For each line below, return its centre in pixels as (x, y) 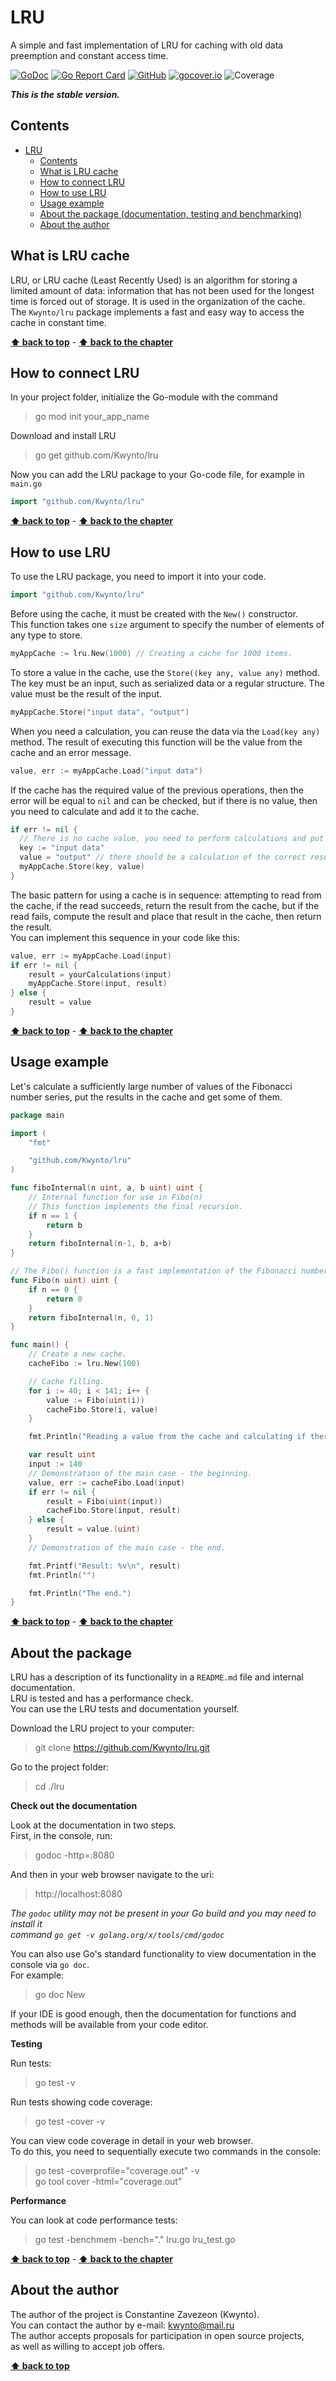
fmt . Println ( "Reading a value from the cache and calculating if (167, 1437)
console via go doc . (50, 1965)
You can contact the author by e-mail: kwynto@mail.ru (122, 2325)
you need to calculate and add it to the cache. (105, 811)
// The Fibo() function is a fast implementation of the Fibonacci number (169, 1271)
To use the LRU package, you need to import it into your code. (138, 577)
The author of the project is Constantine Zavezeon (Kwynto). (135, 2314)
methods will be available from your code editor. (109, 2025)
